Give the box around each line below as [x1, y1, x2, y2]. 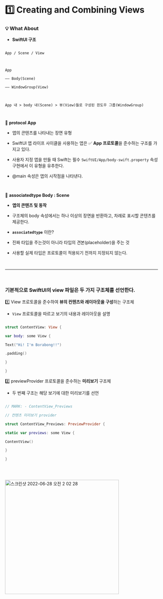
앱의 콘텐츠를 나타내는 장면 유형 [12, 130, 72, 136]
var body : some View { [5, 333, 51, 338]
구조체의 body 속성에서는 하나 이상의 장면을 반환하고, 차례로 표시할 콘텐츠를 [12, 213, 156, 219]
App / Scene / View [5, 51, 45, 56]
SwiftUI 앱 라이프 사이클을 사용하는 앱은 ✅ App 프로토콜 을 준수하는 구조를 [12, 140, 152, 146]
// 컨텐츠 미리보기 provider [5, 413, 57, 418]
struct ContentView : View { [5, 325, 62, 329]
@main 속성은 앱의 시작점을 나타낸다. [12, 173, 83, 179]
